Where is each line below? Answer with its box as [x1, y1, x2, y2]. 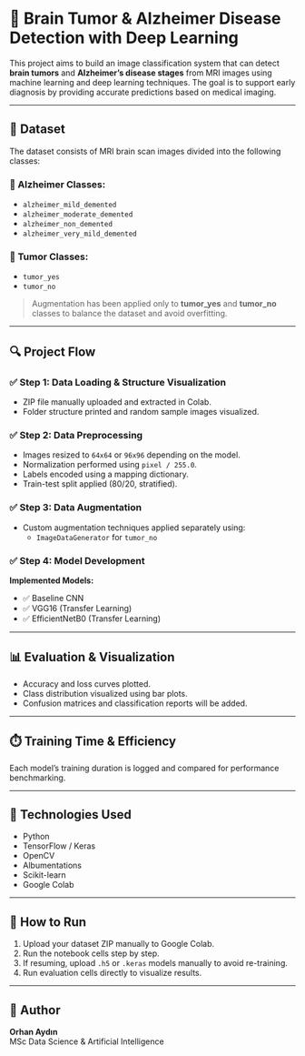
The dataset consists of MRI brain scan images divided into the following [9, 146, 281, 156]
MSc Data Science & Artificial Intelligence [9, 1036, 165, 1047]
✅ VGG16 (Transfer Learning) [22, 602, 133, 613]
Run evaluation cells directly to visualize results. [22, 968, 202, 979]
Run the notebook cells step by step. [22, 948, 160, 959]
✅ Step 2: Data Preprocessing [9, 428, 143, 441]
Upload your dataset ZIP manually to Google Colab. [22, 939, 215, 950]
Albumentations [22, 860, 82, 871]
